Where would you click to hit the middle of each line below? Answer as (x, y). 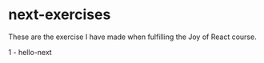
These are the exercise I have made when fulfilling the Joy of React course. (133, 37)
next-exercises (60, 15)
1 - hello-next (30, 52)
